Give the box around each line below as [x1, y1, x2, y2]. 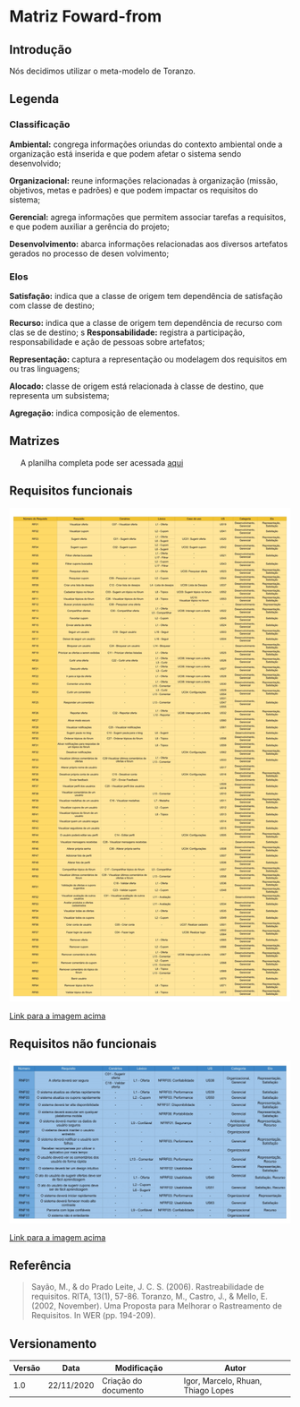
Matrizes [9, 433, 60, 449]
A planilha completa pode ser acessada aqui [21, 457, 184, 468]
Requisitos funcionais [9, 484, 133, 499]
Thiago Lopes [183, 1385, 235, 1395]
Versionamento [9, 1336, 97, 1351]
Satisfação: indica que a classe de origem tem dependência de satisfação [9, 290, 283, 301]
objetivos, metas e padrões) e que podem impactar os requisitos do [9, 184, 259, 195]
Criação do [101, 1375, 143, 1386]
